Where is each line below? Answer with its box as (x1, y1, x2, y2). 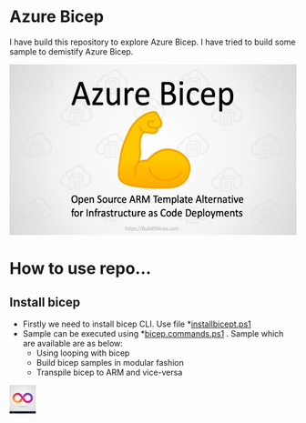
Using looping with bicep (36, 347, 130, 358)
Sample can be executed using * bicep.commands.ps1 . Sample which (22, 327, 284, 338)
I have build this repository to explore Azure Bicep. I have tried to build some (9, 36, 296, 47)
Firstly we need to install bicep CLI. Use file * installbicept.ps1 (22, 318, 252, 329)
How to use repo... (9, 258, 152, 279)
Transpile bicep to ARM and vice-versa (36, 367, 183, 378)
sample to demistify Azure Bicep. (9, 45, 134, 56)
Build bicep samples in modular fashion (36, 357, 185, 368)
